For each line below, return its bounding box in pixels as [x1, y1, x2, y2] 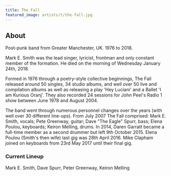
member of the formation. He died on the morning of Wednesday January [5, 60, 161, 67]
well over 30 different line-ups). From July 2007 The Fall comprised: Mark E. [5, 113, 166, 119]
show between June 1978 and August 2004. [5, 97, 98, 104]
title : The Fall [5, 7, 40, 13]
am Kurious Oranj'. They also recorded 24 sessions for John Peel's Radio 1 [5, 92, 162, 98]
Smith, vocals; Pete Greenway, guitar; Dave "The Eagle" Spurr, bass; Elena [5, 119, 162, 125]
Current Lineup [5, 153, 44, 160]
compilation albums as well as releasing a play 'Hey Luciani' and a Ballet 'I [5, 87, 161, 93]
